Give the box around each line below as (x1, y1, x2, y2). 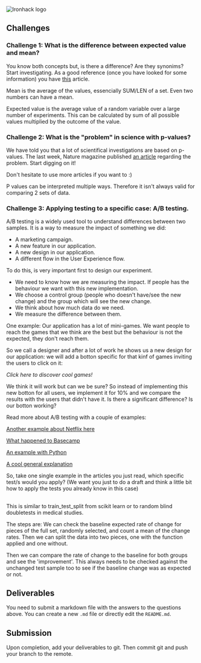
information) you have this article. (6, 75, 90, 83)
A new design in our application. (14, 249, 95, 256)
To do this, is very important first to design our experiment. (6, 267, 153, 274)
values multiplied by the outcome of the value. (6, 118, 121, 125)
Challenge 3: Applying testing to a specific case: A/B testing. (6, 204, 189, 212)
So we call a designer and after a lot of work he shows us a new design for (6, 347, 192, 354)
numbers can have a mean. (6, 93, 74, 101)
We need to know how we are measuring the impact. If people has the (14, 278, 190, 286)
